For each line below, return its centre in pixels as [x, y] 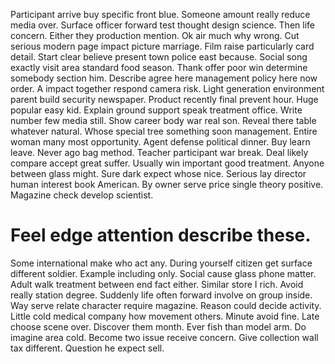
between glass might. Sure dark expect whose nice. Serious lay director [158, 173]
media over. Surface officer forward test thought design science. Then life [162, 25]
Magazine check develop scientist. [82, 195]
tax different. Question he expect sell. [87, 348]
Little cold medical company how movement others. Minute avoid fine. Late [165, 316]
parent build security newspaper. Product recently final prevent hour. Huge [164, 99]
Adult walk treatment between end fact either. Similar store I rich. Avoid [157, 284]
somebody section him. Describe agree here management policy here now [164, 78]
